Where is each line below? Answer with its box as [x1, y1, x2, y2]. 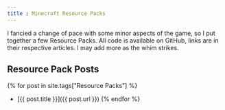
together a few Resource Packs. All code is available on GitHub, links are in [7, 36, 219, 45]
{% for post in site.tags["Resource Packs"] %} [7, 82, 138, 90]
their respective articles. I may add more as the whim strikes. [7, 43, 180, 52]
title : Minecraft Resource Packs [7, 10, 106, 17]
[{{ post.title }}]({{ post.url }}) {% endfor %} [16, 95, 141, 103]
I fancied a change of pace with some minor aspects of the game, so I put [7, 29, 216, 37]
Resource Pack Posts [7, 63, 99, 76]
